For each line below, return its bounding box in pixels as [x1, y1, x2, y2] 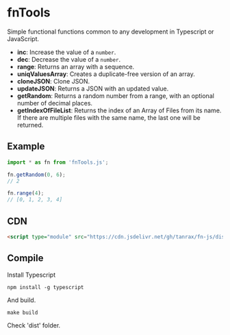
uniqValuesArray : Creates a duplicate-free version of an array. [16, 70, 195, 78]
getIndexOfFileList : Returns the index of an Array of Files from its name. [16, 106, 222, 114]
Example [7, 140, 45, 152]
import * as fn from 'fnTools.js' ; [7, 159, 109, 166]
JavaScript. [7, 34, 40, 42]
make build [7, 309, 38, 316]
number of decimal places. [16, 99, 93, 107]
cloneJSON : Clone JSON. [16, 77, 90, 85]
